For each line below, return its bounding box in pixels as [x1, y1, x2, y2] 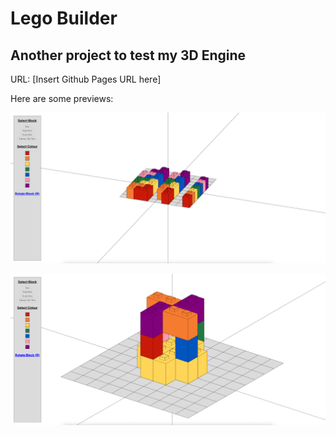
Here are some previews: [10, 93, 114, 104]
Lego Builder [10, 7, 118, 30]
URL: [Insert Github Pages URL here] [10, 73, 162, 85]
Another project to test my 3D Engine [10, 47, 247, 64]
